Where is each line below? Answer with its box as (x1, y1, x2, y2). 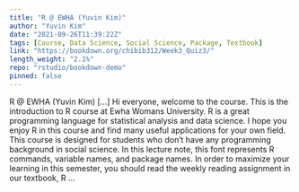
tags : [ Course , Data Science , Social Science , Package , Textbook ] (9, 38, 263, 48)
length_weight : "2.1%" (9, 55, 94, 64)
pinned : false (9, 72, 63, 81)
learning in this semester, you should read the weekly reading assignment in (9, 162, 291, 173)
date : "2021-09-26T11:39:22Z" (9, 30, 123, 39)
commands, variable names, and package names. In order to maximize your (9, 153, 290, 164)
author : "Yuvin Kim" (9, 22, 87, 31)
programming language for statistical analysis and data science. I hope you (9, 115, 287, 126)
